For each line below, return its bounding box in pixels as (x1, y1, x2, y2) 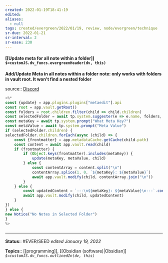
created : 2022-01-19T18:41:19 (5, 7, 68, 12)
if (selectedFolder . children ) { (5, 128, 72, 133)
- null (9, 21, 23, 26)
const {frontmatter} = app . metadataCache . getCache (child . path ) (14, 137, 149, 142)
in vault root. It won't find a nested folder (5, 76, 91, 82)
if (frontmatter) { (14, 146, 55, 151)
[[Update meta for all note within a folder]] (5, 55, 94, 61)
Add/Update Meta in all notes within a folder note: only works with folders (5, 70, 162, 76)
